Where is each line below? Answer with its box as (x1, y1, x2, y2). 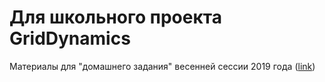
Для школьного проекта (9, 6, 222, 29)
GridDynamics (9, 27, 131, 50)
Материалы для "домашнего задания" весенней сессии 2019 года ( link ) (9, 60, 316, 72)
